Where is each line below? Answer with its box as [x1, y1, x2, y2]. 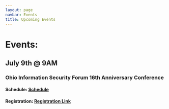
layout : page [5, 7, 33, 13]
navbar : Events [5, 12, 38, 17]
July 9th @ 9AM [5, 59, 58, 67]
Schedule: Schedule [5, 87, 49, 93]
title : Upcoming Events [5, 17, 56, 22]
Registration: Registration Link [5, 98, 71, 104]
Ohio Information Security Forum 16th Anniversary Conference [5, 74, 164, 81]
